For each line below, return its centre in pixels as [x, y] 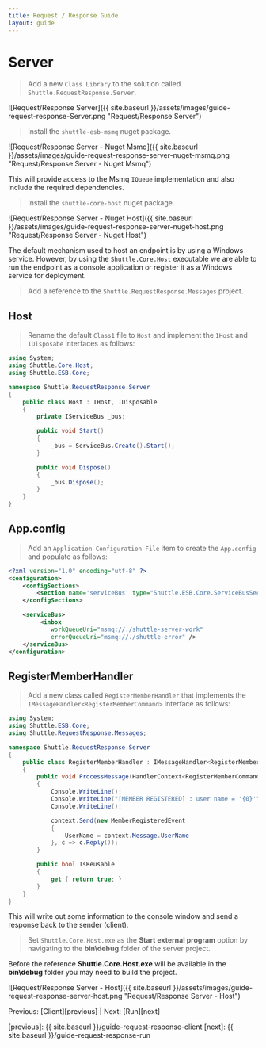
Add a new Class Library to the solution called [104, 84]
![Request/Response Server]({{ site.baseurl [78, 108]
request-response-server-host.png [65, 996]
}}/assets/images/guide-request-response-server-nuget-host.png [116, 227]
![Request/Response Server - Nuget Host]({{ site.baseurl [101, 218]
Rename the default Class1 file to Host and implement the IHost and [137, 335]
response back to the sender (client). [68, 925]
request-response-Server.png [57, 117]
